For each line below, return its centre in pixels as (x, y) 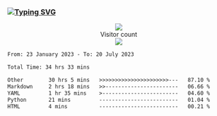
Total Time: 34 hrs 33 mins (49, 67)
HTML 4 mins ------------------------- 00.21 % (109, 106)
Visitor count (119, 35)
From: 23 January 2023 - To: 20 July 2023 (71, 54)
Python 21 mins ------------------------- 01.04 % (109, 100)
